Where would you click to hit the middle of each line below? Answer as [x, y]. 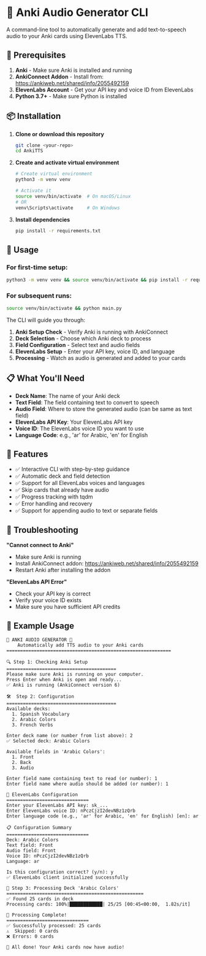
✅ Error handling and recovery [54, 503]
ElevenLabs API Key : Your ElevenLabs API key [74, 422]
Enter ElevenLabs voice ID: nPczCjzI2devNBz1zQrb [71, 811]
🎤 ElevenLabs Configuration [42, 795]
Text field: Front [30, 846]
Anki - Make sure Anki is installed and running [74, 70]
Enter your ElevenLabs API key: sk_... [57, 806]
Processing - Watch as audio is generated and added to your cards [100, 358]
